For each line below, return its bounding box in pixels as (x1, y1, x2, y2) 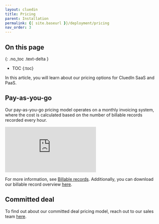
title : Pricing (5, 12, 36, 16)
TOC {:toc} (12, 65, 34, 71)
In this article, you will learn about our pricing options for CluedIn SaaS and (5, 75, 155, 80)
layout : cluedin (5, 7, 38, 12)
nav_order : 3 (5, 25, 32, 30)
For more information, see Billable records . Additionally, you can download (5, 176, 154, 182)
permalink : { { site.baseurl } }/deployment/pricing (5, 20, 110, 26)
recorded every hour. (5, 117, 48, 123)
